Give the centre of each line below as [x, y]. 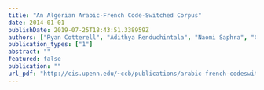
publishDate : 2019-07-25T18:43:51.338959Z [79, 30]
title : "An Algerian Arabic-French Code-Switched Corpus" [105, 15]
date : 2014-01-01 [37, 23]
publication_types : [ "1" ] [50, 45]
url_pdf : [22, 74]
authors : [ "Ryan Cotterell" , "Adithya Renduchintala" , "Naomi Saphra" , [128, 37]
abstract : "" [29, 52]
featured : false [35, 59]
